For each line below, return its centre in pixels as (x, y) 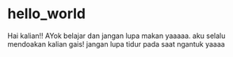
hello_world (47, 14)
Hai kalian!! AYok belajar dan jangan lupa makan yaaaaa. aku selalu (116, 36)
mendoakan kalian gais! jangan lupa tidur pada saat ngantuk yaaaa (116, 44)
